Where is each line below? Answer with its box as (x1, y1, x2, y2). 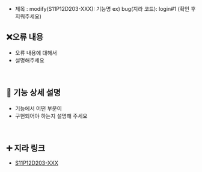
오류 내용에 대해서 (14, 49, 57, 56)
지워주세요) (14, 13, 42, 20)
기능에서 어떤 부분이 (14, 105, 62, 112)
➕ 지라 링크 (6, 143, 46, 153)
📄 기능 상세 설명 (6, 88, 61, 98)
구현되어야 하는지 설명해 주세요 (14, 112, 88, 119)
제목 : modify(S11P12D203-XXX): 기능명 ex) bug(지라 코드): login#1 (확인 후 (14, 5, 196, 12)
